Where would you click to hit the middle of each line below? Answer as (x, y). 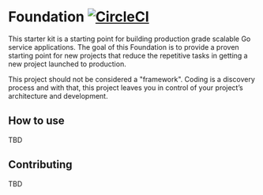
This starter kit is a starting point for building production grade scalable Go (130, 39)
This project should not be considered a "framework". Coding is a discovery (131, 79)
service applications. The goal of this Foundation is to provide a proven (124, 47)
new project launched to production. (67, 64)
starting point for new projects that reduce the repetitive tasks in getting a (128, 55)
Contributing (40, 165)
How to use (36, 121)
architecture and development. (58, 96)
